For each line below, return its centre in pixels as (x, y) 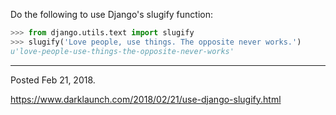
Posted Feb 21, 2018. (53, 80)
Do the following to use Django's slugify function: (112, 14)
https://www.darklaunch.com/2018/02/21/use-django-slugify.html (146, 99)
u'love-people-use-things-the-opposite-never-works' (122, 51)
